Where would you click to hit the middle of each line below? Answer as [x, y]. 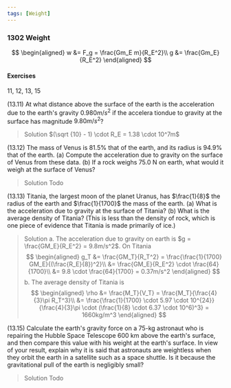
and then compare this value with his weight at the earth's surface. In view [113, 343]
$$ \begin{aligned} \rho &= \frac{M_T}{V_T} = [95, 293]
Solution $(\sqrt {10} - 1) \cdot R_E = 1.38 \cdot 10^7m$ [102, 134]
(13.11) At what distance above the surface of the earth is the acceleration [111, 105]
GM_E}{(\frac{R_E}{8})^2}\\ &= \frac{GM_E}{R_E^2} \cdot [110, 264]
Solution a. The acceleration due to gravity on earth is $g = [107, 239]
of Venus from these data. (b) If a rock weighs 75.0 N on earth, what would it [115, 162]
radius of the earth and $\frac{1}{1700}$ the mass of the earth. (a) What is [112, 204]
